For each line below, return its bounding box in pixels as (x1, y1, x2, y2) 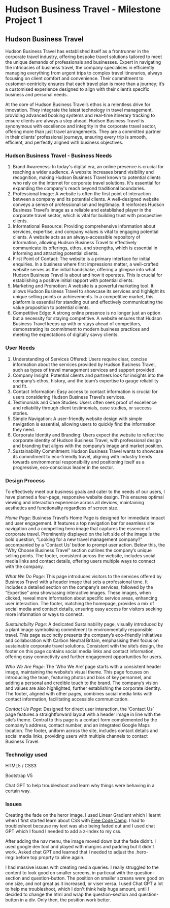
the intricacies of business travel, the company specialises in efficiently (5, 65, 155, 70)
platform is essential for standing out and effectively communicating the (12, 299, 163, 305)
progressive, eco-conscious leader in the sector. (12, 464, 114, 470)
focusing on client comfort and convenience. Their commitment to (5, 75, 144, 81)
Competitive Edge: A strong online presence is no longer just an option (12, 310, 161, 316)
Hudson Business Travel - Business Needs (5, 152, 112, 159)
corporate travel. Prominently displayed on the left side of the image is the (5, 531, 160, 537)
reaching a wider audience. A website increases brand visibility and (12, 169, 154, 175)
